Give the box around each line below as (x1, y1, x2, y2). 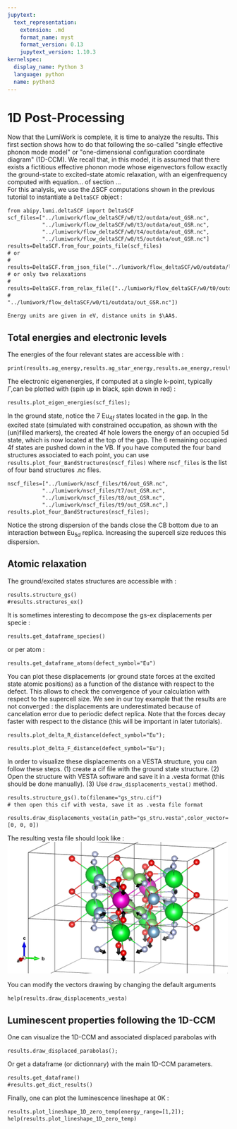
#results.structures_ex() (7, 598, 83, 605)
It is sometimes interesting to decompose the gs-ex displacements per (7, 610, 212, 619)
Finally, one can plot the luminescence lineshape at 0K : (7, 1094, 169, 1102)
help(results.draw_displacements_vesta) (7, 995, 128, 1002)
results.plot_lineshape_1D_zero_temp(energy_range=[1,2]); (7, 1109, 185, 1116)
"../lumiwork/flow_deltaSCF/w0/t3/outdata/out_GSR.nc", (42, 222, 210, 229)
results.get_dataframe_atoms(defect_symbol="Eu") (7, 660, 157, 667)
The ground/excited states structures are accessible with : (7, 576, 176, 585)
